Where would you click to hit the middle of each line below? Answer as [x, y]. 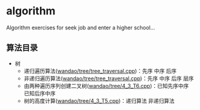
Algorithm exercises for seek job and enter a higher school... [81, 27]
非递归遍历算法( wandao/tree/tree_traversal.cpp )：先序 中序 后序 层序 [109, 78]
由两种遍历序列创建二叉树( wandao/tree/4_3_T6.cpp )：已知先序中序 [106, 85]
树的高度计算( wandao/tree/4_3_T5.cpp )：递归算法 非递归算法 [99, 100]
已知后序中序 [40, 93]
